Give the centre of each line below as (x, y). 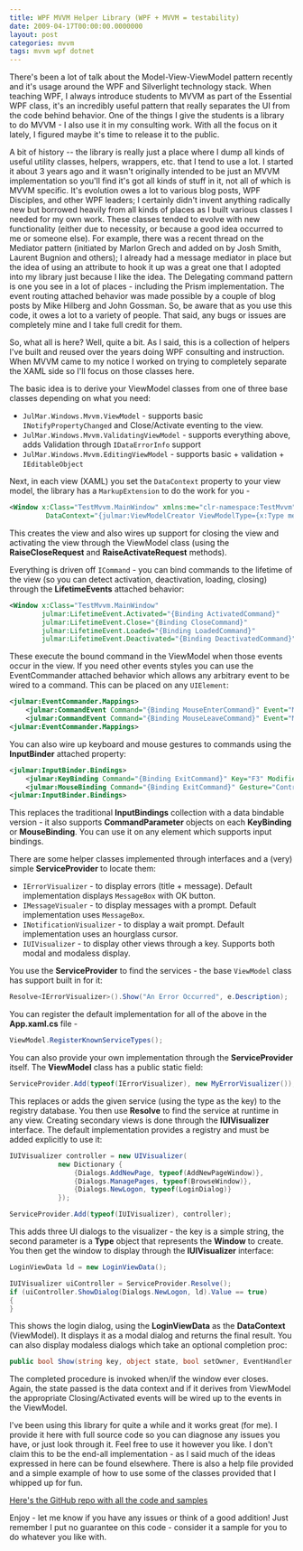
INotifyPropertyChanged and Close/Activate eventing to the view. (143, 425)
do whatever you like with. (58, 1537)
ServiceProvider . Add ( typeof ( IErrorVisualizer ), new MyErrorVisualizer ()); (153, 1084)
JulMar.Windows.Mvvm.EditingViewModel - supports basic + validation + (153, 454)
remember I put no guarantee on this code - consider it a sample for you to (148, 1528)
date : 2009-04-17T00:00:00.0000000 (76, 26)
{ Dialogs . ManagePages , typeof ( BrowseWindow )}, (163, 1181)
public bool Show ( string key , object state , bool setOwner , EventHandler (151, 1362)
